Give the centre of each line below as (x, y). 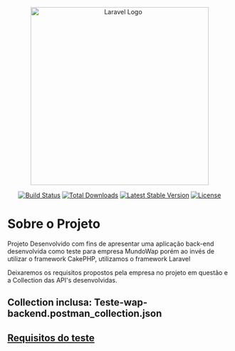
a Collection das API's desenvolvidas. (62, 280)
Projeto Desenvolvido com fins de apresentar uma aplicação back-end (111, 243)
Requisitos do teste (51, 338)
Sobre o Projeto (54, 224)
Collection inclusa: (50, 303)
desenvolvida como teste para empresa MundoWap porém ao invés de (111, 251)
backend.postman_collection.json (85, 314)
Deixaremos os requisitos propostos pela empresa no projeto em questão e (117, 272)
